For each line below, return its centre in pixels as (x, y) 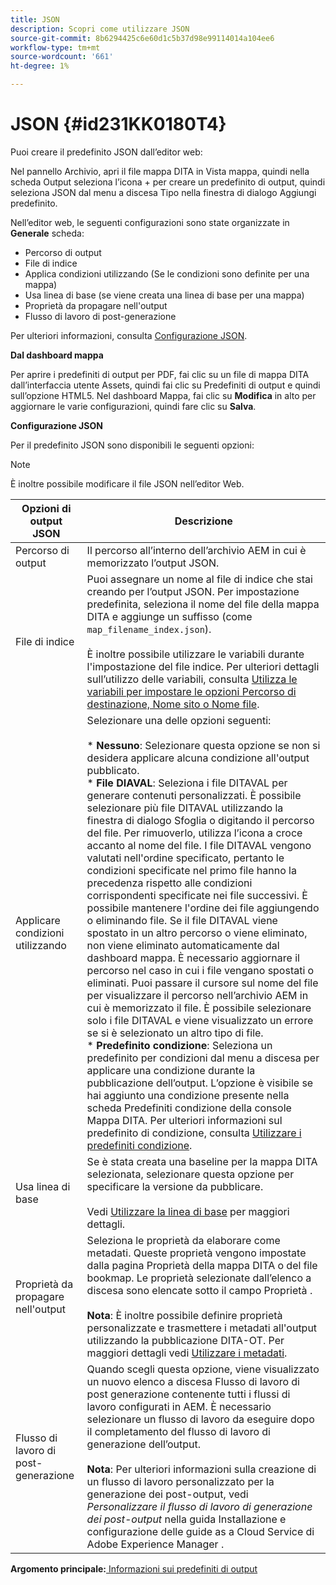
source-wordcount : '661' (62, 57)
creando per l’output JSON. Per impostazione (193, 591)
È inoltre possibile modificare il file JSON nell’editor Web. (127, 483)
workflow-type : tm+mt (55, 47)
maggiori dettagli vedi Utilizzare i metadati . (187, 1353)
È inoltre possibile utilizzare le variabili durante (195, 654)
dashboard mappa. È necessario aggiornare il (193, 958)
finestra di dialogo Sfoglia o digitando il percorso (200, 820)
